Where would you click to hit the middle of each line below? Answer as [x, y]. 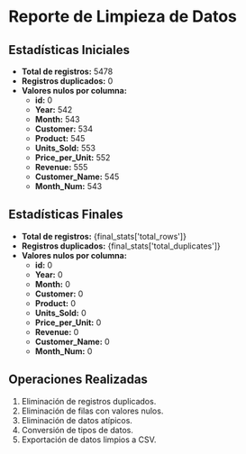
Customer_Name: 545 [77, 177]
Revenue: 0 [57, 331]
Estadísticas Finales [66, 215]
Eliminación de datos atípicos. [77, 420]
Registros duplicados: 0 [67, 81]
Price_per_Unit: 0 [68, 322]
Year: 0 [49, 274]
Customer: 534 [64, 129]
